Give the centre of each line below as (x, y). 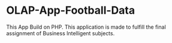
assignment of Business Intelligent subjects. (61, 33)
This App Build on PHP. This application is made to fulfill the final (86, 27)
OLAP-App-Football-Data (71, 10)
